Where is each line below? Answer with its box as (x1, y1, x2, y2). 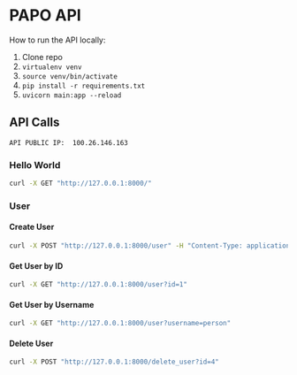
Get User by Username (9, 299, 95, 310)
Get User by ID (9, 260, 64, 271)
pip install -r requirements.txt (21, 81, 146, 90)
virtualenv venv (21, 63, 82, 72)
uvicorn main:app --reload (21, 90, 122, 100)
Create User (9, 222, 55, 233)
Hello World (9, 158, 61, 171)
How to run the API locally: (9, 34, 106, 45)
